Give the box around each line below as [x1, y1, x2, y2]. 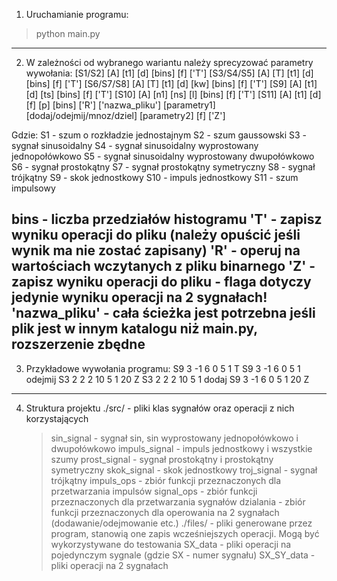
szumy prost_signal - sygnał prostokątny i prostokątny [50, 453, 274, 465]
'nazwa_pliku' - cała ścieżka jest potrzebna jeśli [11, 305, 316, 322]
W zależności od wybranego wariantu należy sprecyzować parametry [25, 57, 314, 68]
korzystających [25, 412, 89, 424]
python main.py [35, 28, 101, 39]
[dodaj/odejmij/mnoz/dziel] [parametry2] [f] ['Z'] [25, 110, 226, 121]
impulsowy [11, 182, 56, 194]
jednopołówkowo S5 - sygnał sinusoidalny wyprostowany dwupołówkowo [11, 150, 315, 162]
